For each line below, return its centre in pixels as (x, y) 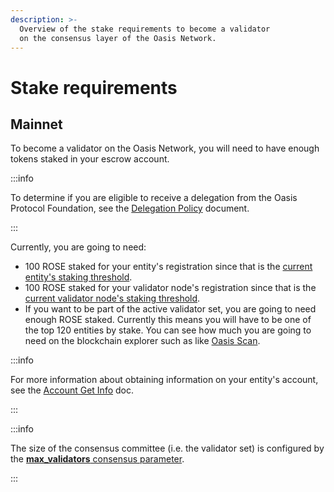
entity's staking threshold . (78, 277)
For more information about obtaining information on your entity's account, (164, 380)
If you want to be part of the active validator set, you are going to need (170, 309)
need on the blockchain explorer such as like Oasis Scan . (142, 341)
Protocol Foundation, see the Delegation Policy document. (130, 208)
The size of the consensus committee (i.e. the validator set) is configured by (167, 448)
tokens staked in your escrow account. (90, 159)
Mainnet (36, 124)
